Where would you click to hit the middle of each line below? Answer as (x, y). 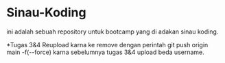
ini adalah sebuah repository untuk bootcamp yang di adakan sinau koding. (113, 32)
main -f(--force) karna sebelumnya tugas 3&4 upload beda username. (106, 52)
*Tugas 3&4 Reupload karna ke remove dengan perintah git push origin (107, 45)
